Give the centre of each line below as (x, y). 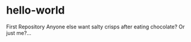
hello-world (36, 10)
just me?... (19, 33)
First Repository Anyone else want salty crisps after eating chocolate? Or (95, 27)
